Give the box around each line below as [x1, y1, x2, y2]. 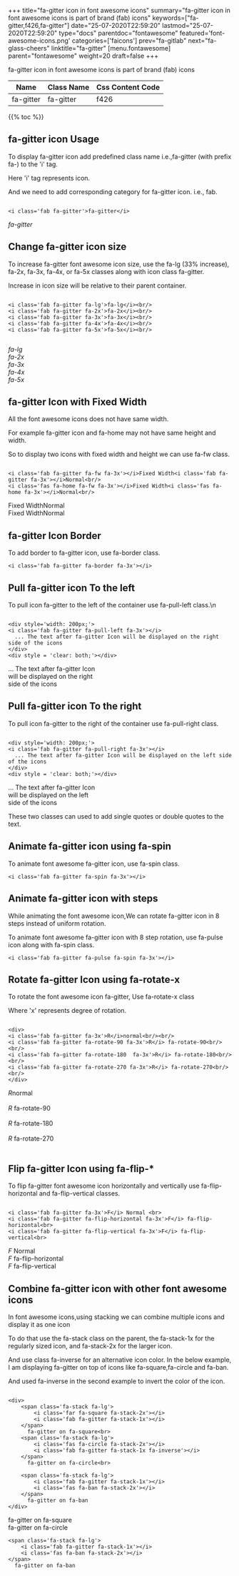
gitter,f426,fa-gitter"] [8, 21, 70, 29]
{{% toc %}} [8, 113, 45, 121]
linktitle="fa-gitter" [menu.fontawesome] [51, 44, 171, 52]
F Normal [8, 1247, 36, 1256]
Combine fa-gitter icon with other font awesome [8, 1283, 228, 1295]
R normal [8, 1088, 33, 1098]
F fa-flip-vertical [8, 1262, 56, 1271]
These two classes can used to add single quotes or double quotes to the [8, 812, 224, 820]
